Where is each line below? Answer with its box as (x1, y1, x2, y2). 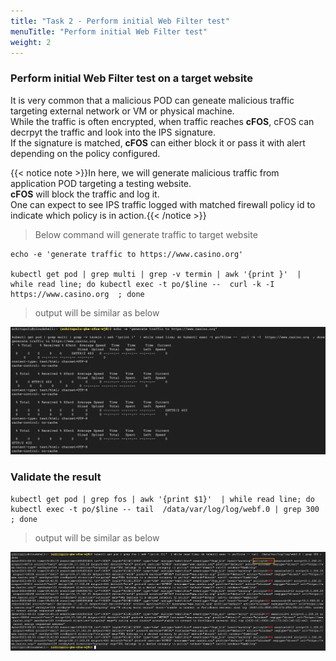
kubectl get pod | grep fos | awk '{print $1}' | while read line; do (10, 494, 315, 504)
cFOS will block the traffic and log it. (10, 188, 160, 200)
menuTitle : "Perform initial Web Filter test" (10, 26, 208, 37)
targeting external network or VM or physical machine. (10, 105, 235, 117)
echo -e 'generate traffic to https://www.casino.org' (10, 249, 244, 259)
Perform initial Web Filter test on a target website (10, 71, 253, 85)
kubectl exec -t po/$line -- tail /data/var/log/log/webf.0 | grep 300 (10, 504, 320, 514)
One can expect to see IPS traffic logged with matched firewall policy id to (10, 198, 316, 210)
